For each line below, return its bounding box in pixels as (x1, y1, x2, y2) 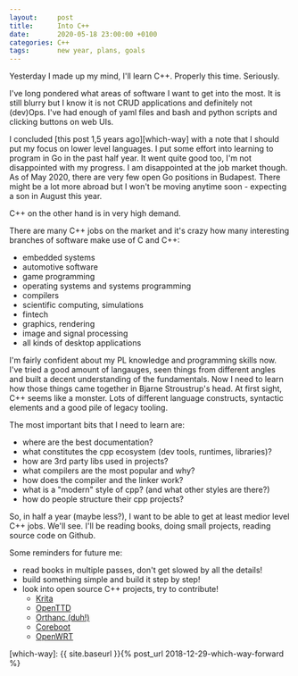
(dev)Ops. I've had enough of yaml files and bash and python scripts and (9, 107, 277, 118)
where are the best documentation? (21, 437, 153, 447)
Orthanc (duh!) (35, 613, 90, 623)
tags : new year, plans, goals (9, 46, 145, 55)
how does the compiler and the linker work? (21, 475, 184, 486)
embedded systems (21, 252, 95, 263)
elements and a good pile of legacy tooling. (9, 403, 168, 413)
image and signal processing (21, 328, 128, 339)
